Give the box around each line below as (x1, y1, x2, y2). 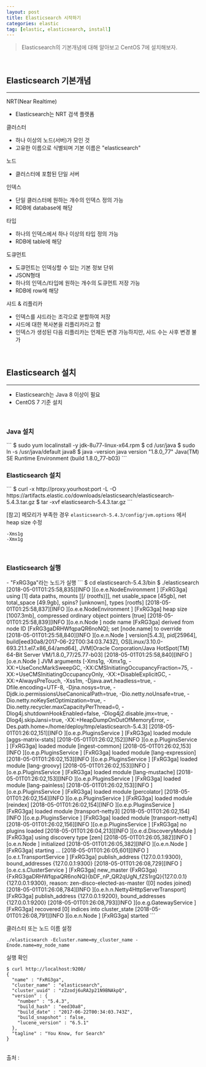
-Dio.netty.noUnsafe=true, (119, 690, 186, 697)
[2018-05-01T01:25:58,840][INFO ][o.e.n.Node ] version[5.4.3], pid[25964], (6, 631, 197, 638)
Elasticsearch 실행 (6, 564, 61, 572)
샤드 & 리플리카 (6, 300, 43, 308)
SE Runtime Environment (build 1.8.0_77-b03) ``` (6, 455, 128, 462)
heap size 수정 (6, 519, 43, 526)
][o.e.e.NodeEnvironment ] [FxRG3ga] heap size (66, 605, 188, 613)
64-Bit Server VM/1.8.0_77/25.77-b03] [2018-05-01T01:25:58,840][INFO (6, 651, 189, 658)
